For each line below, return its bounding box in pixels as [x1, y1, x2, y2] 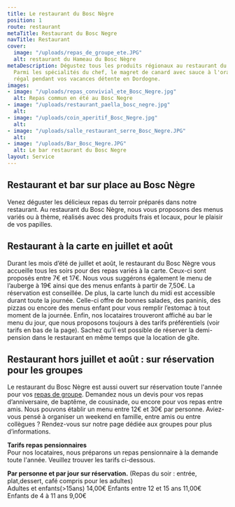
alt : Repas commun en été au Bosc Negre [13, 95, 133, 102]
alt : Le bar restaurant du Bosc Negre [13, 147, 127, 154]
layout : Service [7, 153, 55, 161]
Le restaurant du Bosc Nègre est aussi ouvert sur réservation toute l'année [7, 383, 222, 392]
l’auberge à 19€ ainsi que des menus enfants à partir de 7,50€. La [7, 281, 196, 290]
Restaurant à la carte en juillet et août [7, 241, 173, 252]
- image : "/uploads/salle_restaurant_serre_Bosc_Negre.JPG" [7, 127, 187, 134]
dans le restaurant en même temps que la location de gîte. [31, 333, 199, 341]
